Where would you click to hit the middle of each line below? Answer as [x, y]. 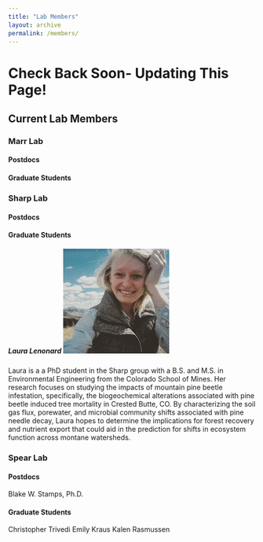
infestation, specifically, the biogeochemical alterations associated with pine [131, 396]
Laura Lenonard [35, 351]
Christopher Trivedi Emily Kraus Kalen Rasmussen [89, 529]
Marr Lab [26, 141]
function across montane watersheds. [69, 437]
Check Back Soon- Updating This [119, 73]
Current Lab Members [63, 118]
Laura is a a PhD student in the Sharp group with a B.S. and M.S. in [116, 371]
